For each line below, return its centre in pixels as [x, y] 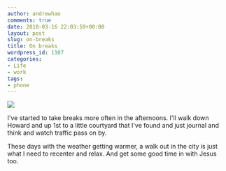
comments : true [29, 20]
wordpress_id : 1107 [36, 53]
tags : [15, 79]
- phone [19, 85]
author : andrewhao [34, 14]
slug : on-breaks [31, 40]
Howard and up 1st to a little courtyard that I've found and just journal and [113, 126]
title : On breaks [33, 46]
